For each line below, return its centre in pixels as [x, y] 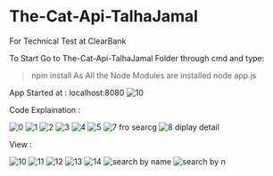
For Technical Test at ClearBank [68, 41]
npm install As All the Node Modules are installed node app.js [144, 75]
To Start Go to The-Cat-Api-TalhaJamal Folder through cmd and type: [137, 58]
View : [21, 144]
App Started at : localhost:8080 [67, 92]
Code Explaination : [45, 109]
